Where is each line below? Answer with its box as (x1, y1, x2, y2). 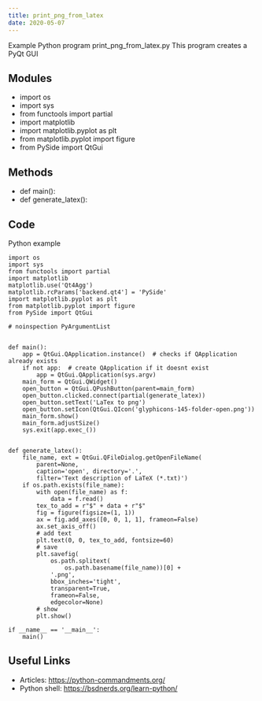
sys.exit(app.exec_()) (22, 426, 97, 434)
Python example (8, 238, 61, 248)
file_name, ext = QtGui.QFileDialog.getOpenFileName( (22, 454, 202, 462)
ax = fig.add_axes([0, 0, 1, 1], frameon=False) (36, 515, 199, 524)
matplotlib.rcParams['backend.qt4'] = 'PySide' (8, 288, 168, 296)
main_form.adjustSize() (22, 419, 101, 427)
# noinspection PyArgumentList (8, 322, 111, 331)
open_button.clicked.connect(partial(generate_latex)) (22, 391, 206, 399)
